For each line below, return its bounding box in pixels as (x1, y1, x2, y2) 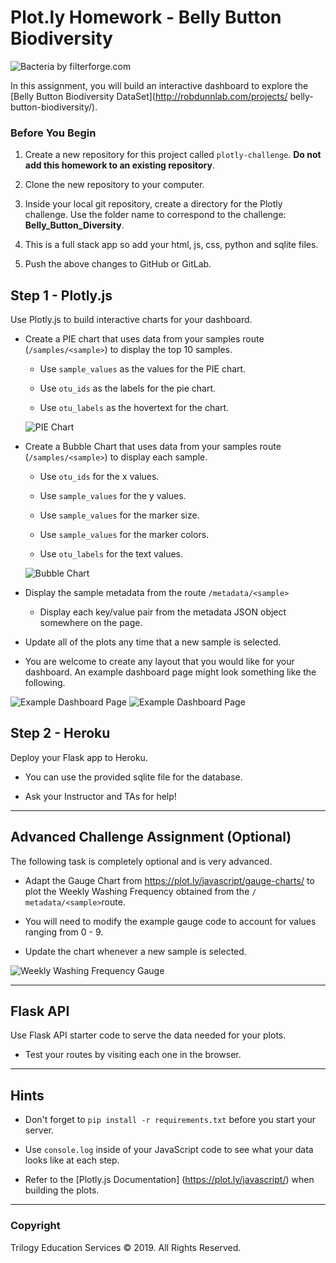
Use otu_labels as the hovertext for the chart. (39, 402, 230, 414)
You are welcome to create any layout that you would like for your (24, 656, 295, 668)
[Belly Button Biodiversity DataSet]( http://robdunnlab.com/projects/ (10, 90, 288, 102)
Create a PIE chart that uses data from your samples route (24, 333, 265, 345)
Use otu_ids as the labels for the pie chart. (39, 382, 217, 395)
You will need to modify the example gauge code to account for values (24, 915, 317, 927)
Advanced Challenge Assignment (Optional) (10, 829, 292, 846)
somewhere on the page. (39, 617, 143, 629)
